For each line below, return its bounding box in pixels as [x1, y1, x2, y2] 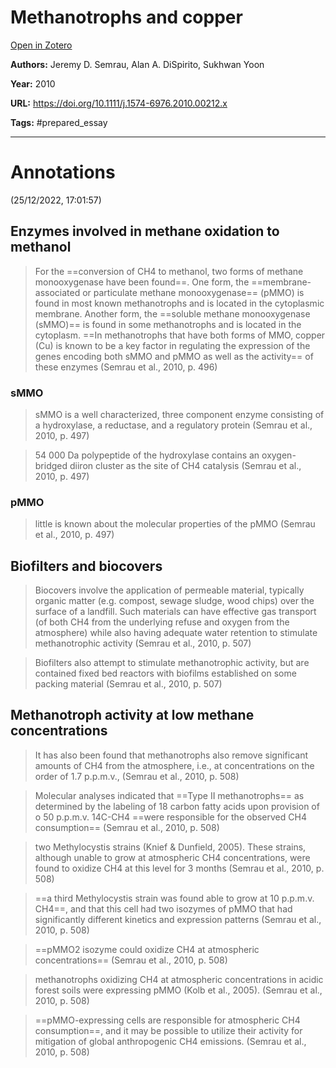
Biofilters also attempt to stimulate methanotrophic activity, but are [34, 657, 310, 669]
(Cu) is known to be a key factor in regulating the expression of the [34, 339, 311, 351]
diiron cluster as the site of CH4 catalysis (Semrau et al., [69, 459, 302, 471]
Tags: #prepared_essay [10, 116, 108, 128]
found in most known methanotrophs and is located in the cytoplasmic [34, 297, 325, 309]
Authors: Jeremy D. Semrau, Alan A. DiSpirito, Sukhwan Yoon [10, 58, 265, 70]
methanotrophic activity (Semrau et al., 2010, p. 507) [34, 637, 252, 650]
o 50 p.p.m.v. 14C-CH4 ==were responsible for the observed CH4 [34, 811, 307, 823]
